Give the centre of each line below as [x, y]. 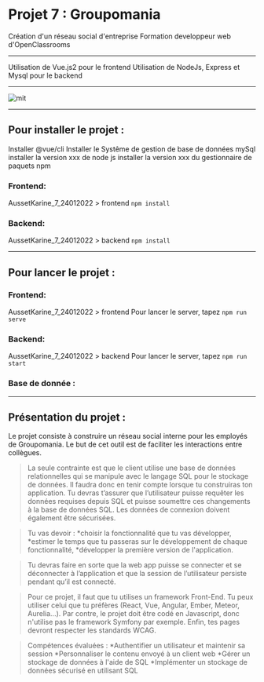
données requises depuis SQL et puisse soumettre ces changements [139, 501]
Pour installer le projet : [66, 130]
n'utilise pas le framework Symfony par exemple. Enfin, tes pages [134, 622]
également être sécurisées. [71, 518]
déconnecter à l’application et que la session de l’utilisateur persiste [137, 574]
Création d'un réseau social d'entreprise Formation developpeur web [120, 36]
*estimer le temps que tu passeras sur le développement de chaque [137, 542]
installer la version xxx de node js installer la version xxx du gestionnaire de [130, 157]
